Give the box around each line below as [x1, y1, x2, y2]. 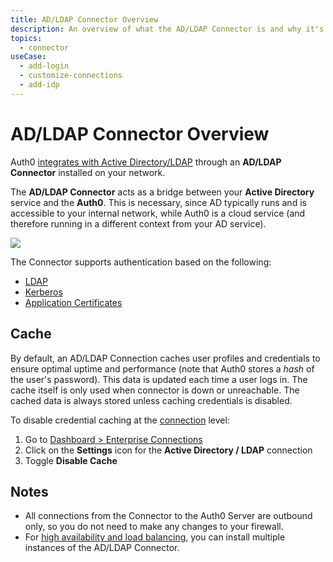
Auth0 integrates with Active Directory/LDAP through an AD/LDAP [10, 156, 282, 168]
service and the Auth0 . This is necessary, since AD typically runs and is [10, 196, 307, 208]
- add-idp [19, 80, 60, 90]
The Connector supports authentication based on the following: [10, 256, 272, 268]
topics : [10, 33, 43, 43]
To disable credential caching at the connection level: [10, 414, 230, 426]
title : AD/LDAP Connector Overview [10, 14, 159, 25]
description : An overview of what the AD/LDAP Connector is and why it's [10, 24, 325, 34]
